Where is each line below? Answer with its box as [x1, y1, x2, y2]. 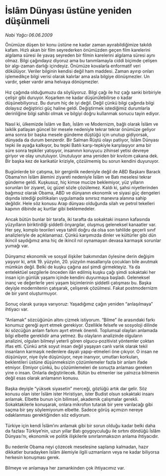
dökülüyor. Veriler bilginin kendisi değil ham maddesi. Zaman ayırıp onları [5, 68, 154, 74]
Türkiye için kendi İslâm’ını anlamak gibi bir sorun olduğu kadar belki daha [5, 422, 156, 428]
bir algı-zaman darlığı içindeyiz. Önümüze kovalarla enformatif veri [5, 63, 141, 69]
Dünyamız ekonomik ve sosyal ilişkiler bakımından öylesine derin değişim [5, 253, 155, 259]
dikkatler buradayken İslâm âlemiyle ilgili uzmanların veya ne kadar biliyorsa [5, 449, 160, 455]
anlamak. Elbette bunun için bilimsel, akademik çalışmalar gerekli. [5, 396, 139, 402]
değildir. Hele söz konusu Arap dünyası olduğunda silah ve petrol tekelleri [5, 200, 155, 206]
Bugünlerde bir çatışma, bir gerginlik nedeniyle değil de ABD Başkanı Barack [5, 168, 161, 174]
